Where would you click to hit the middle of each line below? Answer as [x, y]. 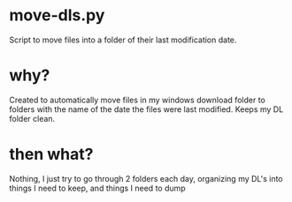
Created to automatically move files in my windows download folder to [137, 100]
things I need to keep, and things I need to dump [97, 188]
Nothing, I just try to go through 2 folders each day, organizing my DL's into [146, 178]
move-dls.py [57, 15]
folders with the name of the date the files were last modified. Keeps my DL [146, 109]
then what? [51, 154]
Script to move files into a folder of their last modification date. [123, 40]
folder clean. [32, 118]
